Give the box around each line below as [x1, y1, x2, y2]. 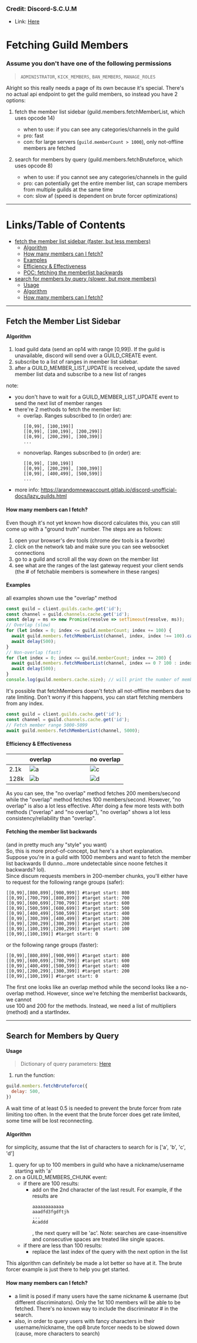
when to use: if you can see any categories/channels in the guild [23, 126, 179, 133]
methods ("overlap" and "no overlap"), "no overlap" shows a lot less [6, 808, 171, 815]
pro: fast [23, 132, 44, 139]
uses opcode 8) [14, 162, 53, 169]
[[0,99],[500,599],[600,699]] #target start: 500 [6, 905, 130, 911]
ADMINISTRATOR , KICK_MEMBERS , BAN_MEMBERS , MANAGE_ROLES [20, 73, 156, 80]
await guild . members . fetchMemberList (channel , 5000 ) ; [6, 728, 141, 733]
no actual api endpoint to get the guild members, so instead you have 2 [6, 90, 178, 97]
